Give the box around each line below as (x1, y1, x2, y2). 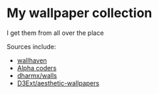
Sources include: (6, 42, 56, 51)
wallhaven (16, 56, 47, 65)
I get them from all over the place (6, 28, 104, 37)
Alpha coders (16, 63, 57, 72)
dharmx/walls (16, 71, 58, 80)
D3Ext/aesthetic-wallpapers (16, 78, 100, 87)
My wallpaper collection (6, 5, 153, 21)
